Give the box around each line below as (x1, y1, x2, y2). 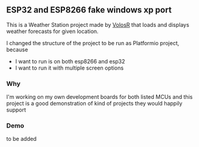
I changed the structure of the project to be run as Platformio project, (6, 39, 180, 46)
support (6, 106, 26, 113)
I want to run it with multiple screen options (15, 64, 124, 71)
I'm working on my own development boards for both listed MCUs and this (6, 93, 193, 101)
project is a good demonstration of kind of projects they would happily (6, 100, 183, 107)
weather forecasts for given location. (6, 27, 99, 35)
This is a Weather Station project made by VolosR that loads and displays (6, 21, 190, 28)
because (6, 46, 29, 53)
